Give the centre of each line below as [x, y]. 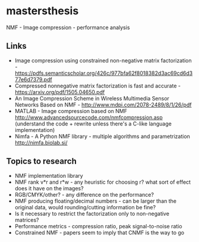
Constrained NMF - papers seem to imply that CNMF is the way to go [99, 232]
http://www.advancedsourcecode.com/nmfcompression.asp [89, 117]
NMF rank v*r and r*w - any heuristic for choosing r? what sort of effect [103, 182]
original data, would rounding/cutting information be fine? [85, 207]
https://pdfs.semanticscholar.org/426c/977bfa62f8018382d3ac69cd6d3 [104, 73]
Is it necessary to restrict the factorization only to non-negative [92, 213]
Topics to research [42, 161]
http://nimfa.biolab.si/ [41, 142]
